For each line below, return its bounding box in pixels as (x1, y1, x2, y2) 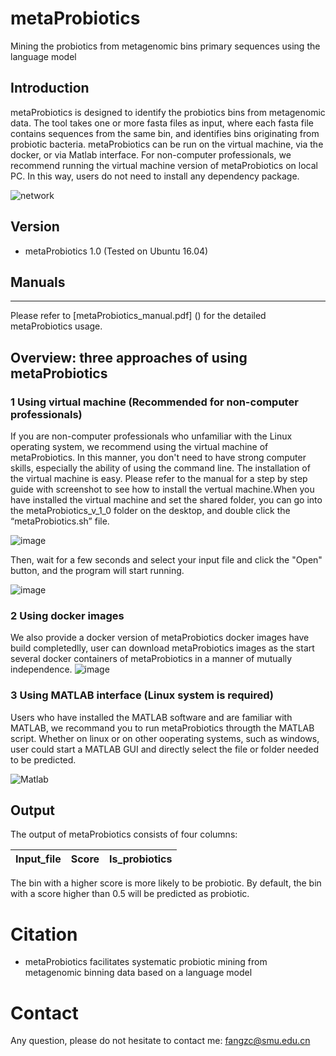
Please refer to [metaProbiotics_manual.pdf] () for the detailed (10, 310, 267, 322)
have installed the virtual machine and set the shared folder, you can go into (10, 494, 323, 506)
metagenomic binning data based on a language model (24, 967, 253, 979)
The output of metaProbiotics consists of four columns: (10, 828, 238, 841)
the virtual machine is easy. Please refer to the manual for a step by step (10, 473, 308, 485)
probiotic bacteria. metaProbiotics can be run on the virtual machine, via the (10, 138, 324, 150)
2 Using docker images (10, 608, 125, 622)
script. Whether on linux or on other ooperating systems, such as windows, (10, 732, 320, 744)
